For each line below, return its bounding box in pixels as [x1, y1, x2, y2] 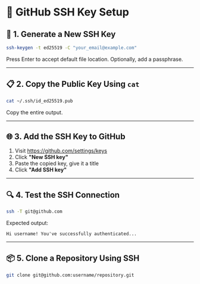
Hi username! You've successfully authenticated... [6, 231, 137, 237]
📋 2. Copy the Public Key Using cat [6, 79, 140, 89]
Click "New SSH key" [14, 154, 68, 161]
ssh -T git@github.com [6, 208, 62, 215]
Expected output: [6, 220, 49, 227]
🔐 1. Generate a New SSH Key [6, 29, 116, 39]
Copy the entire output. [6, 108, 63, 116]
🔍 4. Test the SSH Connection [6, 190, 120, 200]
